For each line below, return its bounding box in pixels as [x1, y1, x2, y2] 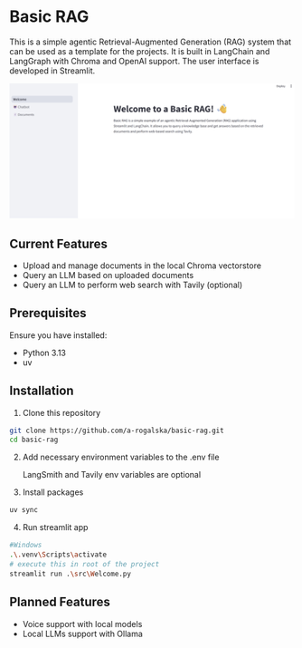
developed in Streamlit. [9, 65, 96, 76]
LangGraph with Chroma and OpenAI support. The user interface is [9, 55, 260, 66]
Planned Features [9, 595, 111, 610]
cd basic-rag [9, 435, 59, 445]
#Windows [9, 541, 42, 550]
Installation [9, 383, 74, 399]
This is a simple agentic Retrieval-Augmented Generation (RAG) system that [9, 36, 292, 47]
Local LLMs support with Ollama [22, 628, 143, 639]
